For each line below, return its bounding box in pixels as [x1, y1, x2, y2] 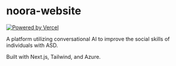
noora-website [6, 4, 81, 18]
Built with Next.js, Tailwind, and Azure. [6, 53, 101, 60]
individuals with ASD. [6, 42, 59, 49]
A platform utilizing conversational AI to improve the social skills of [6, 35, 170, 42]
